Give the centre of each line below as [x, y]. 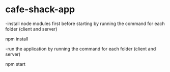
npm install [17, 39]
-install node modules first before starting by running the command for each [85, 23]
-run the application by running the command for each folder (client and [81, 49]
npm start [16, 64]
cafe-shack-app [40, 9]
